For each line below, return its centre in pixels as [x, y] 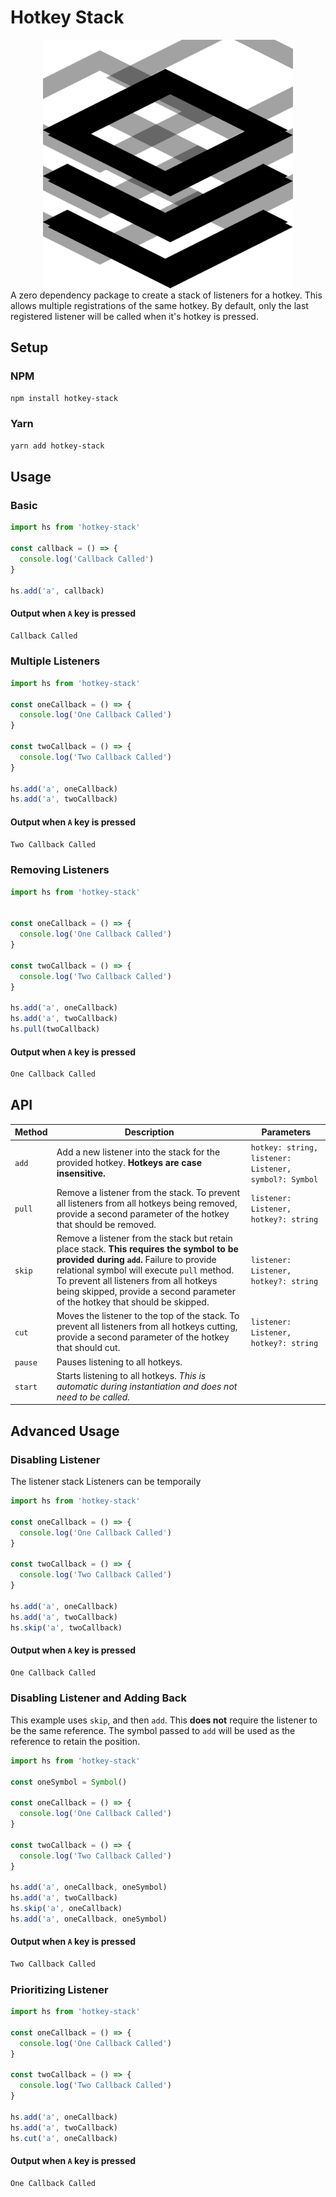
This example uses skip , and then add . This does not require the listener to [164, 1720]
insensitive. [81, 1173]
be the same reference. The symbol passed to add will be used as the [153, 1730]
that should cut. [88, 1348]
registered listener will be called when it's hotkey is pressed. [134, 316]
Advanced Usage [65, 1431]
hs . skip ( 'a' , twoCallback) [66, 1627]
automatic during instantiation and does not [147, 1386]
